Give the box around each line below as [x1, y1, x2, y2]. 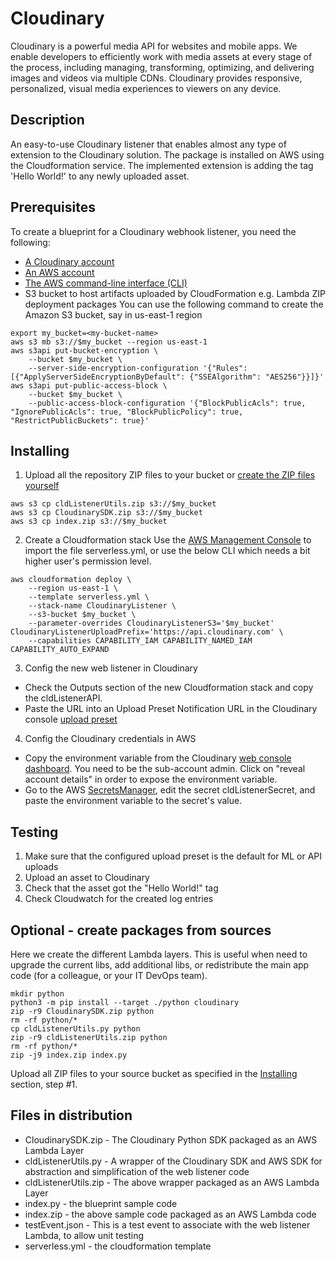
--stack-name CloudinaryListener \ [28, 601, 177, 611]
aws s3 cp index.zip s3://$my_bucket [10, 517, 168, 527]
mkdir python [10, 989, 65, 999]
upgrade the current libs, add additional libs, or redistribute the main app [10, 959, 310, 971]
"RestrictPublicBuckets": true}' [10, 415, 150, 426]
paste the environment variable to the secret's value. [24, 795, 243, 807]
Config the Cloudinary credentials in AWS [24, 733, 197, 745]
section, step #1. [10, 1078, 78, 1090]
